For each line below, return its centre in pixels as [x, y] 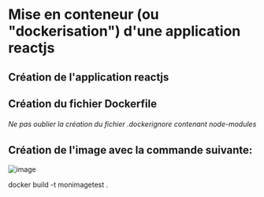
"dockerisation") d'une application [125, 31]
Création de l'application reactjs [89, 77]
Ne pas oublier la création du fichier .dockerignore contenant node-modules [132, 124]
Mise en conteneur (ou [84, 15]
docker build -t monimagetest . [58, 184]
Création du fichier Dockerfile [83, 104]
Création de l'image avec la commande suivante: [130, 150]
